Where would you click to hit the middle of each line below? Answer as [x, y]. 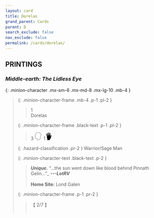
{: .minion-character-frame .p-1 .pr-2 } [58, 194]
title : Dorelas [21, 16]
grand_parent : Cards [27, 21]
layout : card [19, 11]
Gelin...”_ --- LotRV [50, 173]
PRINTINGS [24, 65]
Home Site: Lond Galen [55, 184]
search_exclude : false [29, 32]
